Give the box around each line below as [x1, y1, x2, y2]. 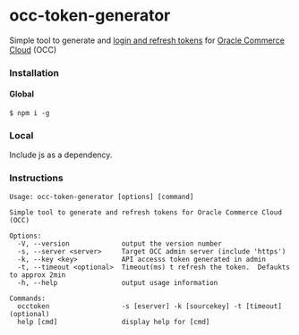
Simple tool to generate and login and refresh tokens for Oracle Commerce [9, 35, 285, 46]
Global [9, 88, 34, 99]
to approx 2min [9, 270, 66, 280]
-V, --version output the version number [17, 239, 222, 248]
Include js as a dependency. [9, 149, 113, 161]
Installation [9, 66, 60, 79]
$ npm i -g [9, 109, 50, 118]
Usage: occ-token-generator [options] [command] [9, 192, 194, 201]
